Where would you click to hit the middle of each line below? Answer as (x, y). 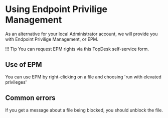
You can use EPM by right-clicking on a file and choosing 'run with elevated (83, 77)
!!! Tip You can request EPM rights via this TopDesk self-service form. (77, 49)
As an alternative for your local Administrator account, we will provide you (81, 34)
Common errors (31, 98)
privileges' (16, 82)
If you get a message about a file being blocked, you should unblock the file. (84, 110)
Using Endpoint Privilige (56, 9)
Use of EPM (24, 65)
